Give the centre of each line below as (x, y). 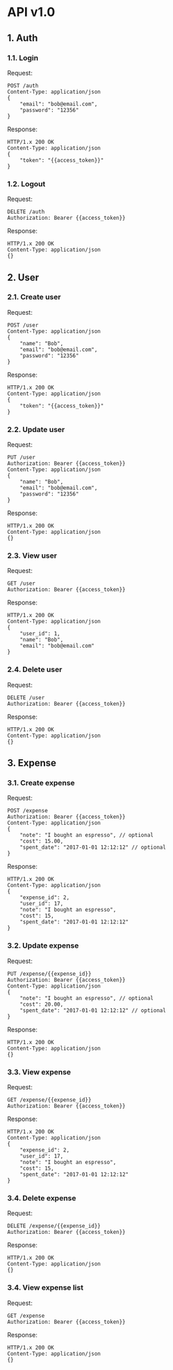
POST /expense (28, 811)
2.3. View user (32, 556)
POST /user (23, 325)
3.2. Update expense (43, 946)
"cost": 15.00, (42, 842)
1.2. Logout (26, 184)
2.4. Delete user (35, 669)
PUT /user (22, 458)
